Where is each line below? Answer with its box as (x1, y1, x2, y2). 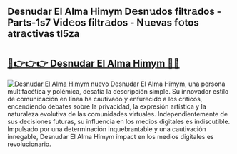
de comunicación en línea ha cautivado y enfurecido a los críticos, (7, 95, 203, 103)
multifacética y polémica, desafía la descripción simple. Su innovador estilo (7, 87, 229, 95)
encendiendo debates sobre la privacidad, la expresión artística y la (7, 102, 206, 111)
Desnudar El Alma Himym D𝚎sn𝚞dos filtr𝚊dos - (7, 6, 222, 18)
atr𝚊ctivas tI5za (7, 28, 80, 40)
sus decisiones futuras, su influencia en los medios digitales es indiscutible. (7, 117, 231, 126)
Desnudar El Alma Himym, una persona (110, 79, 226, 88)
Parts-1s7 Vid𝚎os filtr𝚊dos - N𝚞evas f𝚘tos (7, 17, 200, 29)
